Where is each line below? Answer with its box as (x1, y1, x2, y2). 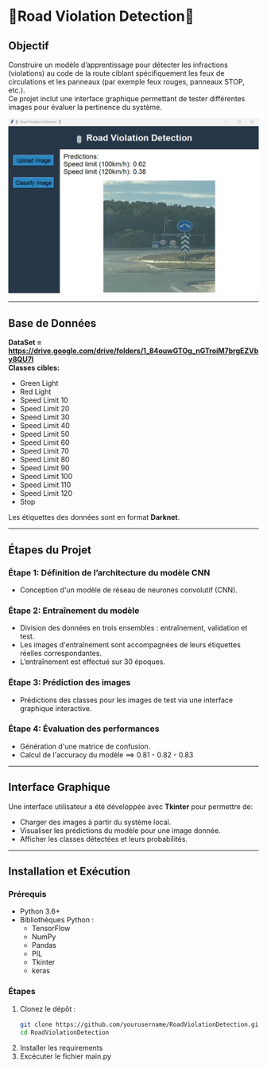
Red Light (19, 387, 52, 397)
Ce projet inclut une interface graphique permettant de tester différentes (8, 94, 246, 103)
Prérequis (8, 888, 47, 899)
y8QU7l (8, 355, 34, 364)
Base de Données (8, 316, 97, 330)
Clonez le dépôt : (19, 1004, 76, 1013)
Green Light (19, 379, 59, 388)
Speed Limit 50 (19, 430, 70, 439)
